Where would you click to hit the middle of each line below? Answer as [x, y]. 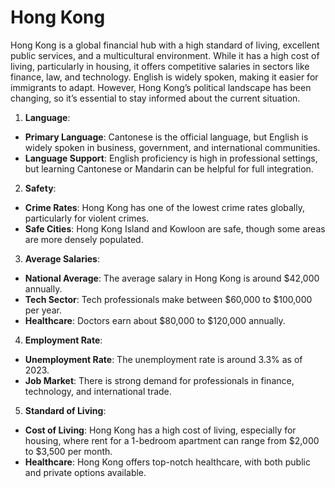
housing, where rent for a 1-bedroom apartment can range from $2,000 [172, 440]
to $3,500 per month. [68, 451]
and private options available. [85, 472]
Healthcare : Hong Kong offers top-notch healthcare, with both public [167, 462]
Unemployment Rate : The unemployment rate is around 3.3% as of [163, 359]
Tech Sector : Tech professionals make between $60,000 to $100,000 [168, 299]
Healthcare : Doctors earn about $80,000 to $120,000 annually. [155, 320]
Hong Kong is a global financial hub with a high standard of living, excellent [165, 45]
